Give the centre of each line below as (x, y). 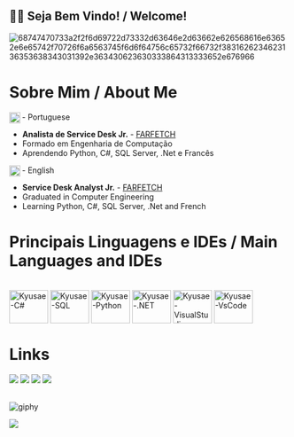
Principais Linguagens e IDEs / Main (143, 242)
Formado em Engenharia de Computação (97, 144)
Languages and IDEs (86, 260)
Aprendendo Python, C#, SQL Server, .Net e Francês (118, 152)
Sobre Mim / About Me (93, 92)
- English (38, 170)
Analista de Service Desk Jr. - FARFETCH (99, 134)
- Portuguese (46, 117)
